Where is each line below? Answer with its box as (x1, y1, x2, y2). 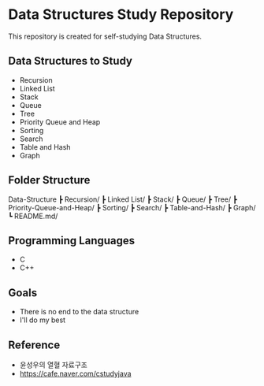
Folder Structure (8, 173, 91, 187)
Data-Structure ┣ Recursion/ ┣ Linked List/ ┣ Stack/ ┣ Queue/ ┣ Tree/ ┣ (8, 195, 238, 204)
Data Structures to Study (8, 54, 132, 68)
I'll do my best (19, 315, 65, 325)
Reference (8, 338, 61, 351)
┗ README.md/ (8, 211, 58, 221)
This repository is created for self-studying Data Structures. (8, 32, 203, 41)
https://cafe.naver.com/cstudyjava (19, 369, 132, 378)
